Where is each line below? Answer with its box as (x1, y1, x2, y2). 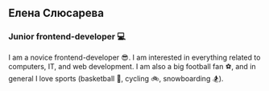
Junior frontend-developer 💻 (8, 31, 126, 43)
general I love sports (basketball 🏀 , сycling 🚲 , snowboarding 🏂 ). (8, 73, 224, 83)
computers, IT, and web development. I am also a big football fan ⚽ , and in (8, 61, 256, 71)
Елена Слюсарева (8, 6, 105, 20)
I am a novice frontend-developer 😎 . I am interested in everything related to (8, 52, 261, 62)
